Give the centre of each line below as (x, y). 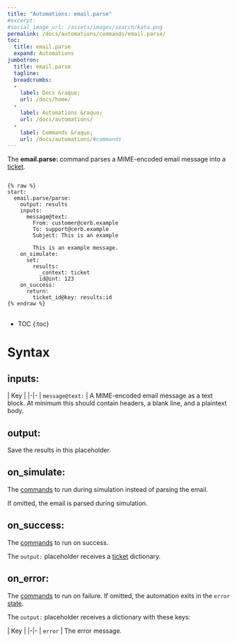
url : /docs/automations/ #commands (71, 139)
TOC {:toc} (33, 324)
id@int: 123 (56, 279)
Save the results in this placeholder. (59, 450)
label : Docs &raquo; (50, 93)
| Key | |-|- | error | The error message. (65, 631)
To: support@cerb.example (71, 230)
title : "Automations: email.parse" (60, 14)
